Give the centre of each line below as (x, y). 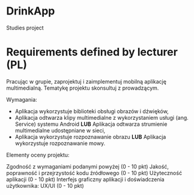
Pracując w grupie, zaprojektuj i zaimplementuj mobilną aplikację (86, 81)
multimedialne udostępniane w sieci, (60, 130)
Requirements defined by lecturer (92, 52)
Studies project (25, 28)
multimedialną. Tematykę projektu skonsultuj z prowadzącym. (83, 88)
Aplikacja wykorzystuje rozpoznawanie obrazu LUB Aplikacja (90, 137)
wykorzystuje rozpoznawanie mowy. (60, 143)
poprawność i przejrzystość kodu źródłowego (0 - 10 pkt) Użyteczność (94, 173)
